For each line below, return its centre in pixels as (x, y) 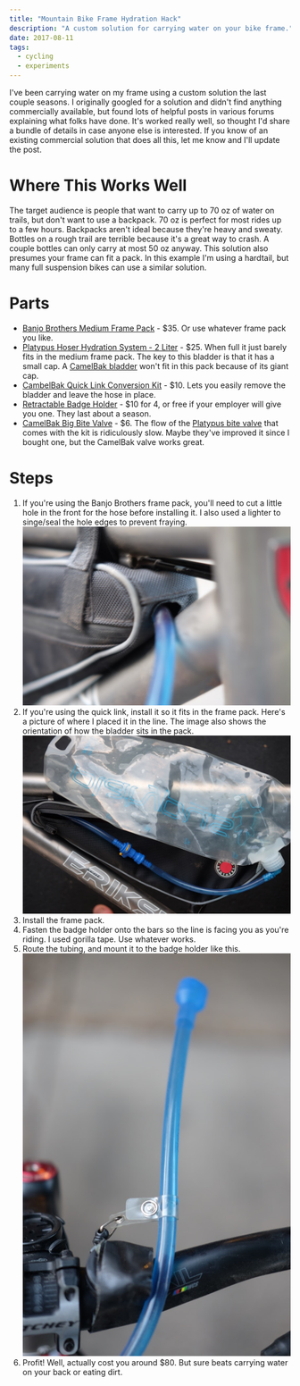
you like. (37, 337)
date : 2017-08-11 (42, 38)
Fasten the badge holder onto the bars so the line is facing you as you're (155, 930)
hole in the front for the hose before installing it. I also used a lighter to (151, 512)
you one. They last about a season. (87, 413)
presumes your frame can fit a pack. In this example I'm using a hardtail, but (149, 257)
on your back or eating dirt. (72, 1373)
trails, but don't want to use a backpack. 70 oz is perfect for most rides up (146, 220)
